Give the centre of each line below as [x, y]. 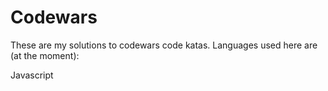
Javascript [32, 75]
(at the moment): [45, 55]
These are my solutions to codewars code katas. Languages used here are [164, 45]
